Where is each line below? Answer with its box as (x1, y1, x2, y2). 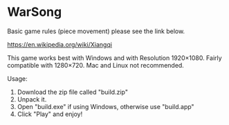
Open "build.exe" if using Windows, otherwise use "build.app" (17, 102, 195, 110)
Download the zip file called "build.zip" (17, 88, 128, 96)
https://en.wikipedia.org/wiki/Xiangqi (7, 40, 113, 48)
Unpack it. (17, 95, 47, 104)
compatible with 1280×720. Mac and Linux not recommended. (7, 61, 185, 69)
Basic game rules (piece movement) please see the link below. (7, 27, 185, 35)
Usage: (7, 74, 28, 83)
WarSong (7, 4, 62, 20)
